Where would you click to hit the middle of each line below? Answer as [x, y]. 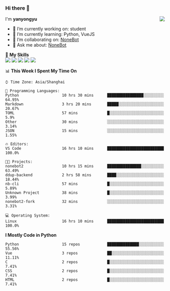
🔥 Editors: [17, 144]
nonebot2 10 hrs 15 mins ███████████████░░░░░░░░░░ [85, 167]
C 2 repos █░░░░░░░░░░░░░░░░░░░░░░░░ [85, 262]
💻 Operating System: [28, 216]
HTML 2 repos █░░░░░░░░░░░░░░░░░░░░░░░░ [85, 280]
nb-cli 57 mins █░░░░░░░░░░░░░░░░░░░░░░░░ [85, 184]
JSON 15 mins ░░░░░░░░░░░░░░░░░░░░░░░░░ [85, 131]
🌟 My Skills [17, 55]
